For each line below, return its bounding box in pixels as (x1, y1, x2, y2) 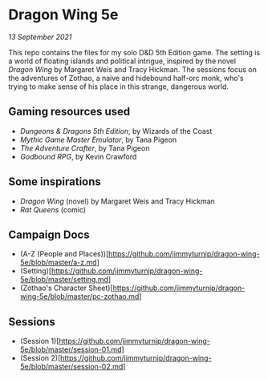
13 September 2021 (8, 32, 72, 42)
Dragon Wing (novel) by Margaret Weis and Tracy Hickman (19, 196, 215, 206)
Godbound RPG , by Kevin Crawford (19, 151, 137, 161)
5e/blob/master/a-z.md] (19, 258, 100, 268)
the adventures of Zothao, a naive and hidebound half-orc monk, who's (8, 73, 244, 83)
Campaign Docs (8, 228, 90, 241)
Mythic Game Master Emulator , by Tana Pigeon (19, 135, 177, 144)
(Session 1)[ (19, 337, 59, 346)
